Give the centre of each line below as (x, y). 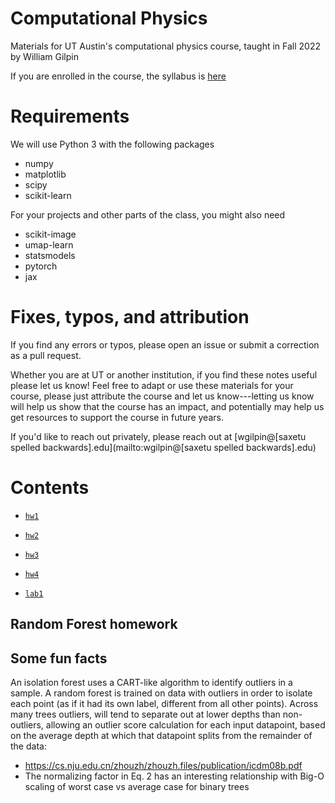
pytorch (41, 266)
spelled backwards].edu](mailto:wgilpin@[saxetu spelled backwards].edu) (163, 447)
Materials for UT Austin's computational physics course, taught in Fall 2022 (165, 46)
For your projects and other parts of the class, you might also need (148, 214)
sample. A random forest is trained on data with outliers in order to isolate (161, 693)
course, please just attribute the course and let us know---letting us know (162, 396)
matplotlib (45, 174)
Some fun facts (59, 658)
